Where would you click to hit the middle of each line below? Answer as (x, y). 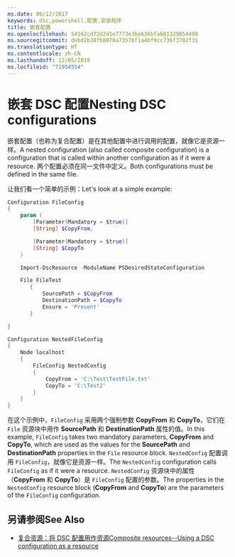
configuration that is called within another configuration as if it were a (109, 157)
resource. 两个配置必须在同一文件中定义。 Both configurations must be (110, 166)
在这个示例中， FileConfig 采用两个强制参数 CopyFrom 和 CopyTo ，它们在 (116, 420)
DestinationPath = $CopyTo (82, 301)
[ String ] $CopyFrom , (63, 229)
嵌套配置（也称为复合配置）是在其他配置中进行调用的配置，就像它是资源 (113, 140)
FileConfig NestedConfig (70, 366)
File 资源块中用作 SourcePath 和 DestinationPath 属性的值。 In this (106, 429)
